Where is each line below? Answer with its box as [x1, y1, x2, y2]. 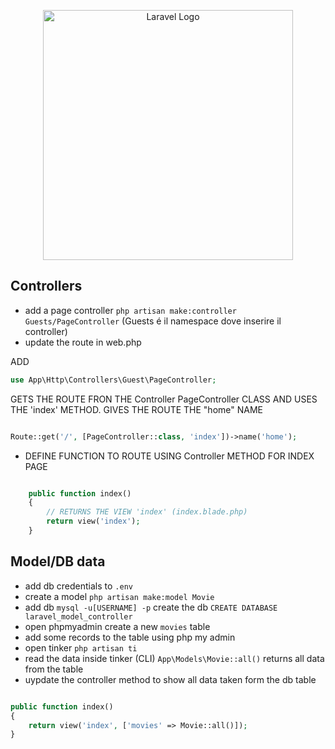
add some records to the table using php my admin [24, 631, 236, 643]
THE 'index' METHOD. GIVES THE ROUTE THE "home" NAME [10, 403, 263, 415]
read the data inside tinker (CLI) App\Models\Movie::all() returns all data [24, 652, 325, 664]
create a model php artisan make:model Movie [24, 590, 215, 602]
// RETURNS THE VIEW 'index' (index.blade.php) [46, 507, 248, 517]
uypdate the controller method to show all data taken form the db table [24, 673, 317, 685]
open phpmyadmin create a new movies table [24, 620, 211, 632]
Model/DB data [10, 553, 106, 570]
